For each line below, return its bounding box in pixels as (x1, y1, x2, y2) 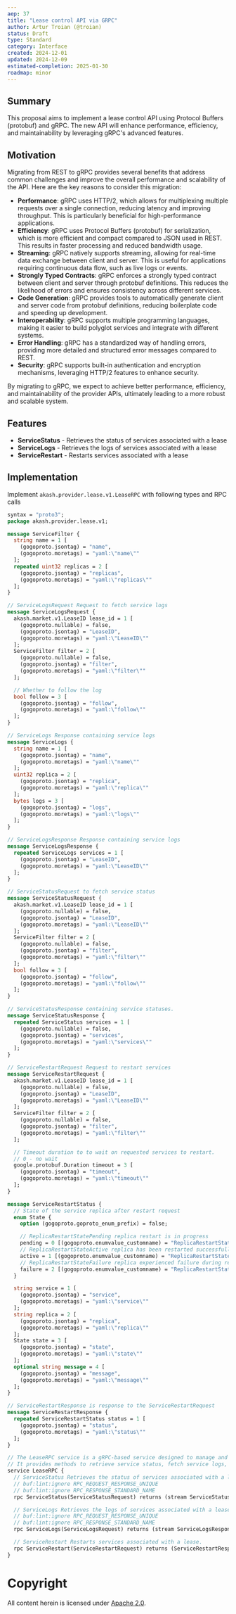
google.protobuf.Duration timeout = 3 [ (13, 1162, 133, 1169)
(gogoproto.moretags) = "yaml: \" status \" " (20, 1428, 146, 1435)
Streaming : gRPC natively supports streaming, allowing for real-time (17, 249, 216, 258)
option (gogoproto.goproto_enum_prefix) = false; (20, 1220, 169, 1228)
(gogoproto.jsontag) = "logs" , (20, 803, 112, 811)
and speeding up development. (17, 309, 108, 317)
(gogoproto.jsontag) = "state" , (20, 1344, 114, 1351)
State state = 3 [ (13, 1337, 68, 1345)
